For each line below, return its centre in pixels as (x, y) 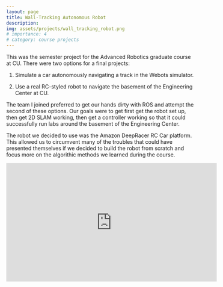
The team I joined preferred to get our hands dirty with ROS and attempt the (100, 105)
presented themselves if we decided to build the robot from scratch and (95, 148)
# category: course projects (43, 40)
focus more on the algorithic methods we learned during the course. (91, 155)
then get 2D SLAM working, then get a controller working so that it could (96, 117)
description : (23, 23)
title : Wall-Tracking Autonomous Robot (56, 17)
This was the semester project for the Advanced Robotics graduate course (99, 57)
